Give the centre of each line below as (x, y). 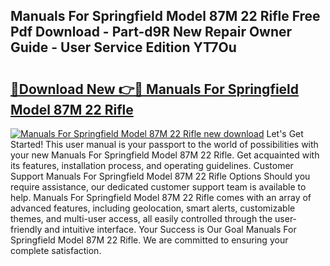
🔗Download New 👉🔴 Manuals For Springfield (155, 89)
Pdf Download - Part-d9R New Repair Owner (151, 32)
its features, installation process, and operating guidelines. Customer (152, 165)
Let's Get (285, 133)
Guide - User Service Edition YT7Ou (123, 47)
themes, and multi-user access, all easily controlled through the (141, 218)
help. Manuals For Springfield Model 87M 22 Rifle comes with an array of (161, 197)
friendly (26, 229)
